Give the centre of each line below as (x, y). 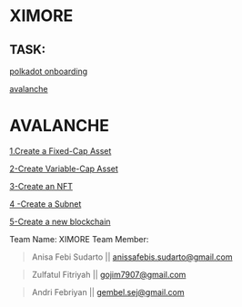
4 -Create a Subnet (45, 204)
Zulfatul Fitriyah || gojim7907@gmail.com (109, 274)
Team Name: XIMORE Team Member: (79, 239)
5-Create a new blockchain (60, 221)
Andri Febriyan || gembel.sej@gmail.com (108, 292)
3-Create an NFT (41, 186)
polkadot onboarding (49, 71)
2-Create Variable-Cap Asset (64, 169)
